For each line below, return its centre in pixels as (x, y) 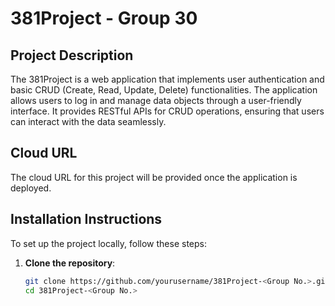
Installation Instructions (86, 219)
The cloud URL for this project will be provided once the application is (154, 177)
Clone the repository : (70, 263)
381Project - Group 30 (104, 18)
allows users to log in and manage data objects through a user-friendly (156, 100)
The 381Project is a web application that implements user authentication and (167, 79)
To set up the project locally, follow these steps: (109, 243)
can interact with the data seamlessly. (88, 121)
